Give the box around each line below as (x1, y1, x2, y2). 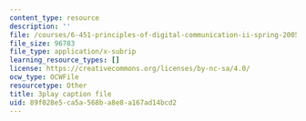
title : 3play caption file (9, 89, 112, 98)
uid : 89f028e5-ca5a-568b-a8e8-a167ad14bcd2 (9, 97, 178, 107)
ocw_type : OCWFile (9, 73, 79, 82)
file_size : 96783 (9, 38, 76, 48)
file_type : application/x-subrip (9, 47, 137, 56)
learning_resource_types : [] (9, 55, 120, 65)
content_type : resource (9, 13, 100, 23)
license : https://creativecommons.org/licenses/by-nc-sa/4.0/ (9, 65, 250, 74)
